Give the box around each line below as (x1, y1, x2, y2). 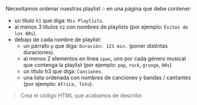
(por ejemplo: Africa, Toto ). (23, 81, 94, 87)
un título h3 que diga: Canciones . (23, 68, 103, 75)
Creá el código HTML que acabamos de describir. (20, 92, 144, 99)
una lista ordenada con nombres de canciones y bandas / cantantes (23, 74, 191, 81)
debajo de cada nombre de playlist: (14, 36, 102, 43)
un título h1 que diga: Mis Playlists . (14, 17, 104, 24)
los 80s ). (14, 30, 37, 36)
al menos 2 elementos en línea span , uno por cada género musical (23, 55, 186, 62)
